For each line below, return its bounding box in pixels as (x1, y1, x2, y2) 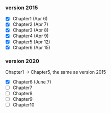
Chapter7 (12, 84, 33, 91)
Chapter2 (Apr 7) (12, 21, 48, 27)
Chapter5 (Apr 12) (12, 39, 50, 45)
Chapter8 (12, 91, 33, 97)
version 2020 (5, 58, 40, 65)
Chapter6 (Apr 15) (12, 44, 50, 50)
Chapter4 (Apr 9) (12, 33, 49, 39)
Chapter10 (12, 102, 35, 108)
